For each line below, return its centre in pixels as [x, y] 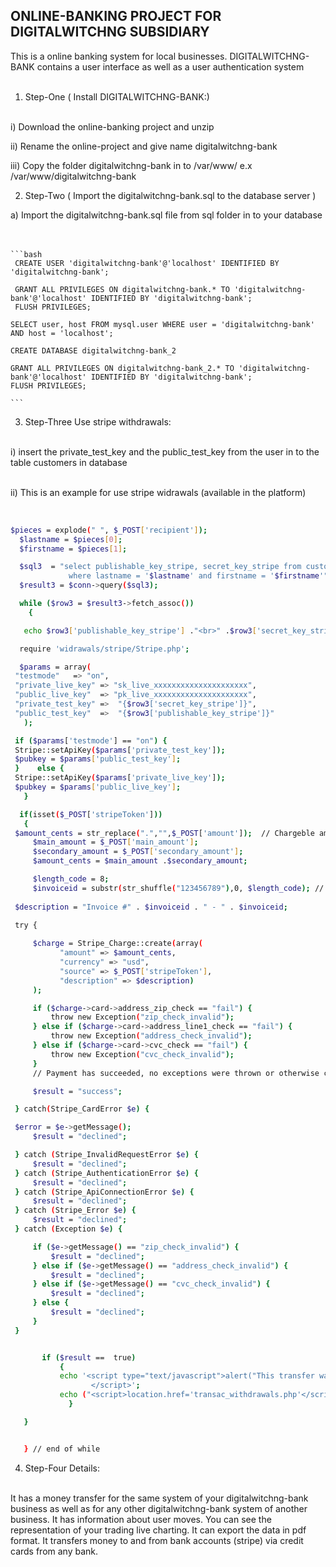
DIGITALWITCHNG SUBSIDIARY [110, 32]
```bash [26, 254]
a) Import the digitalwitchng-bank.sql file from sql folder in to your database [166, 215]
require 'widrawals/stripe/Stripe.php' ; [104, 649]
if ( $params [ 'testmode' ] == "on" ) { [91, 740]
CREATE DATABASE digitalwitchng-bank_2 [93, 350]
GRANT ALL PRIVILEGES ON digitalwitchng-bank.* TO [122, 289]
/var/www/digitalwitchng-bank [73, 176]
